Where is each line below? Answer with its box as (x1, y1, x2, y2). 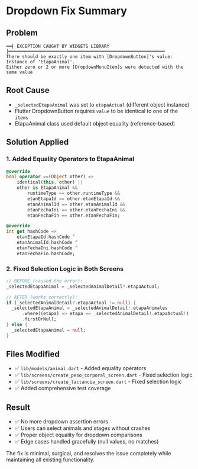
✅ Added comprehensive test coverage (14, 385, 111, 392)
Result (6, 402, 31, 412)
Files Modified (6, 349, 60, 359)
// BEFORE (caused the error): (6, 278, 83, 284)
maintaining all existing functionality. (6, 456, 95, 463)
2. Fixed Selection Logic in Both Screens (6, 265, 124, 273)
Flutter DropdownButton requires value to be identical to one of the (14, 107, 178, 114)
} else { (6, 322, 28, 328)
